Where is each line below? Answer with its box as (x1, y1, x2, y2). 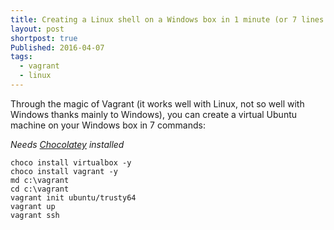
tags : (10, 52, 33, 62)
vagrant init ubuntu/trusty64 (10, 192, 137, 203)
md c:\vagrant (10, 175, 70, 185)
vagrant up (10, 201, 56, 211)
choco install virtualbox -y (10, 157, 132, 168)
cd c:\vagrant (10, 184, 70, 194)
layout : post (10, 24, 65, 34)
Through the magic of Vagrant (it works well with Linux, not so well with (10, 97, 305, 110)
